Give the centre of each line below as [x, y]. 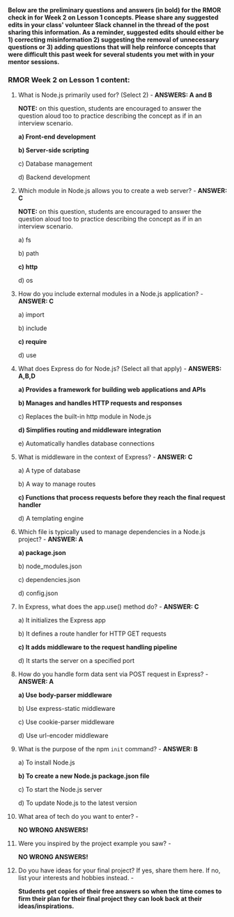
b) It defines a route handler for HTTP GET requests [92, 634]
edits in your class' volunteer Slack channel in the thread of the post [109, 25]
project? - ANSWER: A [50, 540]
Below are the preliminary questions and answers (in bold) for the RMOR [115, 10]
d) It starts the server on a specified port [76, 661]
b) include [32, 328]
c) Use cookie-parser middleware [66, 722]
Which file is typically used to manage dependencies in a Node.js [112, 532]
